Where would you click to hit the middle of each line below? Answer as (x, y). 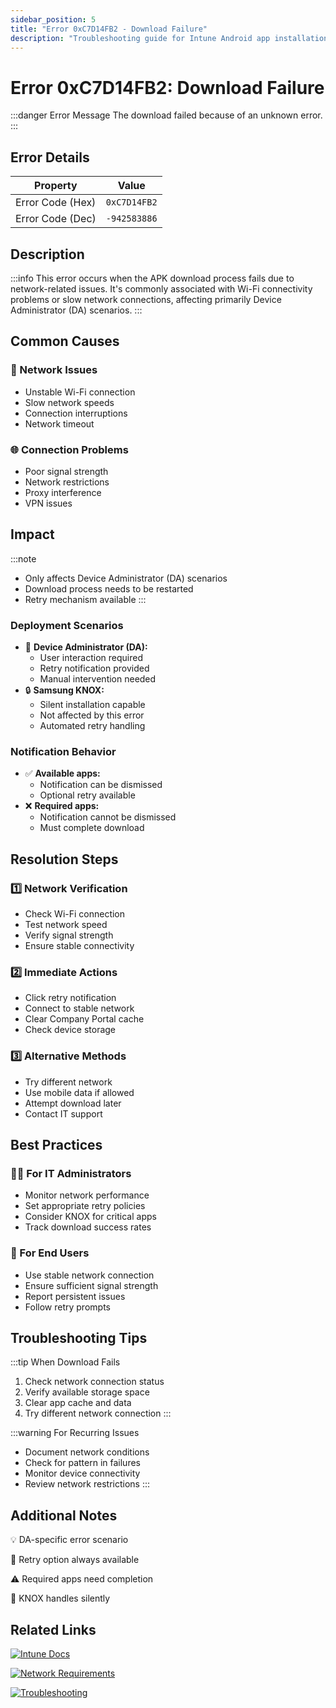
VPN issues (48, 503)
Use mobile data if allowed (79, 1092)
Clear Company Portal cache (84, 1019)
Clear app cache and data (78, 1403)
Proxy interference (63, 492)
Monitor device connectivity (82, 1473)
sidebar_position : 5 (53, 19)
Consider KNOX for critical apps (90, 1217)
